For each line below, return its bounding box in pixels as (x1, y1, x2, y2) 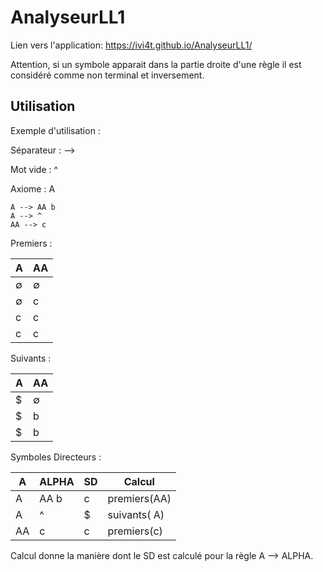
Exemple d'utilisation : (10, 124, 101, 136)
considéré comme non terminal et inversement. (10, 69, 205, 81)
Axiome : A (10, 182, 56, 195)
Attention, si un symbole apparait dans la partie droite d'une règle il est (10, 58, 302, 70)
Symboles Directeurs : (10, 451, 102, 463)
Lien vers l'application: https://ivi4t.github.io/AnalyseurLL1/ (10, 39, 253, 51)
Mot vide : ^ (10, 163, 59, 175)
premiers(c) (107, 524, 163, 538)
